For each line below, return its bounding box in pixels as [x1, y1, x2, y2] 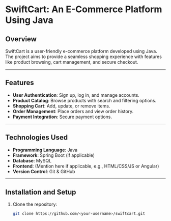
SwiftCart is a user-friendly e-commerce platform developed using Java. [5, 48, 158, 54]
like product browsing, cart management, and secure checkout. [5, 59, 138, 65]
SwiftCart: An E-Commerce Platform [5, 4, 162, 15]
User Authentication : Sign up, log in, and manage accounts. [12, 92, 140, 98]
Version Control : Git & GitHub [12, 168, 75, 174]
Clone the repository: [12, 201, 58, 207]
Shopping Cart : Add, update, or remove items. [12, 103, 110, 109]
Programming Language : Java [12, 147, 78, 153]
